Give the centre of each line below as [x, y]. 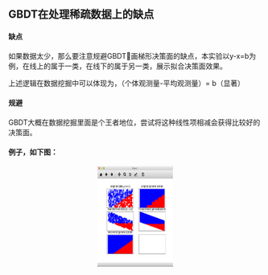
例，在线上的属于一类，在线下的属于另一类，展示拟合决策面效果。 [118, 66]
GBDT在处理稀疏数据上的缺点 [81, 14]
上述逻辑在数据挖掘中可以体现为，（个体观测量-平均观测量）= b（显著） [127, 83]
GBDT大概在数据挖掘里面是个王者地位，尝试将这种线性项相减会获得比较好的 [134, 122]
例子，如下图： [33, 152]
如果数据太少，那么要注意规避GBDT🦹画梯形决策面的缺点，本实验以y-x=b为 [132, 55]
